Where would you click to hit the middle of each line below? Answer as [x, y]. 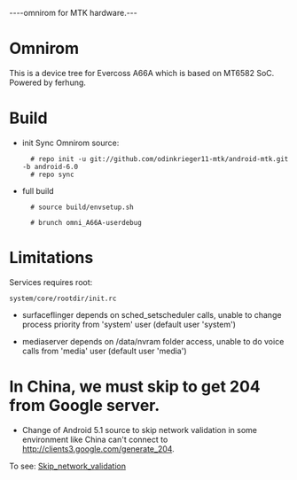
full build [38, 190]
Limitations [51, 258]
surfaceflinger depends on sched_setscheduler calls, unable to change [152, 314]
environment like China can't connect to [95, 439]
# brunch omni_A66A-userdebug [86, 222]
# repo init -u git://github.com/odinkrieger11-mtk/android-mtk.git [160, 159]
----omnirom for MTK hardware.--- [73, 13]
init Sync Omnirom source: [70, 143]
